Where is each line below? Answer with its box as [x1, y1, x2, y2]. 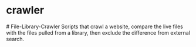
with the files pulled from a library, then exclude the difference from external [6, 29, 191, 36]
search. [6, 35, 25, 42]
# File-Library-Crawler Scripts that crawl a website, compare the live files [6, 23, 183, 30]
